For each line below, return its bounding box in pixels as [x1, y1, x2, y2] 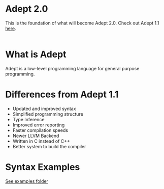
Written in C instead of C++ [12, 138, 70, 144]
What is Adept [5, 49, 67, 60]
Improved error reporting [12, 122, 65, 128]
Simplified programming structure [12, 111, 84, 117]
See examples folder [5, 178, 48, 184]
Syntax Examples [5, 161, 80, 173]
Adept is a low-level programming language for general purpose [5, 65, 140, 71]
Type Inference [12, 116, 45, 122]
